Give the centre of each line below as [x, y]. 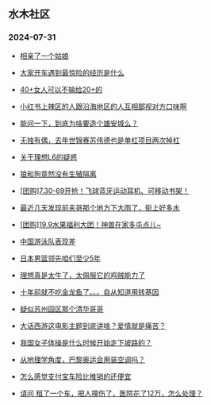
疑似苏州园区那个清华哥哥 [61, 309]
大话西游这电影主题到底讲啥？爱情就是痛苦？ [93, 326]
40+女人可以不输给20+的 [61, 89]
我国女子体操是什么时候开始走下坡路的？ [86, 342]
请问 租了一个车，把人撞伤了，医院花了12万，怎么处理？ [111, 393]
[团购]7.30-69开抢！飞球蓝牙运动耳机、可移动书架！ [105, 191]
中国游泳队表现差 [48, 241]
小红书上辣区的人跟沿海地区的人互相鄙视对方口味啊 [103, 106]
